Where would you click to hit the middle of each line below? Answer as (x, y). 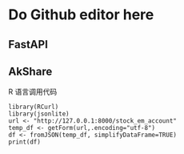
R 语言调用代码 (33, 92)
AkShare (30, 71)
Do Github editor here (81, 15)
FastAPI (28, 45)
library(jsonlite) (39, 114)
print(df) (25, 142)
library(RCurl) (34, 107)
